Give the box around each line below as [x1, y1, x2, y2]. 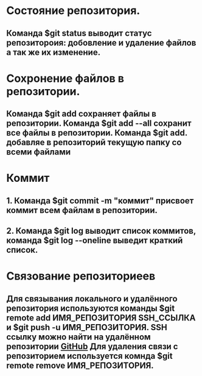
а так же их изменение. [6, 47, 101, 57]
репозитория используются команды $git [6, 303, 175, 313]
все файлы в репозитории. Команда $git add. [6, 128, 187, 138]
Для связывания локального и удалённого [6, 294, 178, 304]
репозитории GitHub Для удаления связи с [6, 341, 178, 352]
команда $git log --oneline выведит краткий [6, 236, 183, 246]
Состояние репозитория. [6, 4, 141, 18]
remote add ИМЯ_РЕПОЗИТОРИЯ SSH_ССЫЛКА [6, 313, 196, 323]
